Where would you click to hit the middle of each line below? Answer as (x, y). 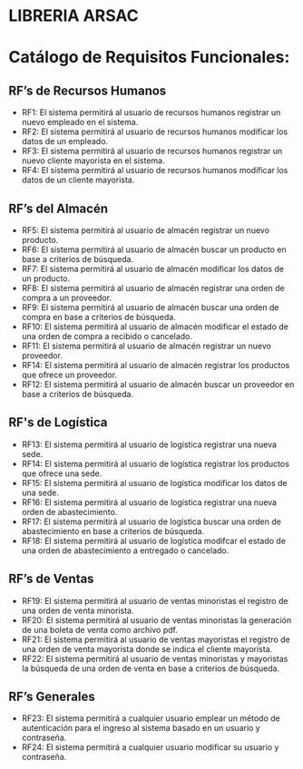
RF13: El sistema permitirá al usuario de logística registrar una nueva (149, 444)
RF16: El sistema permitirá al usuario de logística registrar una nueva (149, 502)
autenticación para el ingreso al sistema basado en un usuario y (141, 728)
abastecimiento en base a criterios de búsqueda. (113, 531)
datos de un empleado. (65, 141)
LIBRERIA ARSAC (74, 16)
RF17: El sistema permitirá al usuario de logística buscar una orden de (151, 521)
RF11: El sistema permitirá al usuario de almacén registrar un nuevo (146, 346)
